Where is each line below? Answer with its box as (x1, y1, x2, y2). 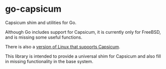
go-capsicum (5, 3, 62, 15)
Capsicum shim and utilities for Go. (5, 20, 77, 25)
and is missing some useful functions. (5, 34, 83, 40)
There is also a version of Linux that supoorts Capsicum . (5, 44, 120, 49)
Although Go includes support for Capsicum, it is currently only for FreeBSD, (5, 29, 161, 35)
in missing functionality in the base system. (5, 58, 94, 64)
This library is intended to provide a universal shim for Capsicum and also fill (5, 53, 161, 59)
